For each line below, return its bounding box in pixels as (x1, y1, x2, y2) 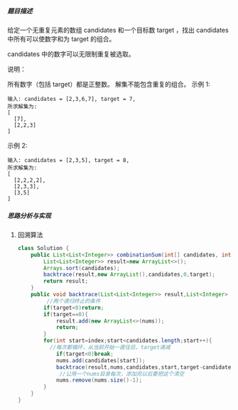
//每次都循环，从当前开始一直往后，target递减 (49, 344, 171, 351)
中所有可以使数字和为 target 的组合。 (7, 34, 116, 43)
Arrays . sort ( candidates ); (43, 264, 120, 271)
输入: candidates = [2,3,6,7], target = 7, (7, 95, 136, 102)
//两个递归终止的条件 (46, 297, 101, 305)
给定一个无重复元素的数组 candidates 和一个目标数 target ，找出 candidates (7, 26, 229, 34)
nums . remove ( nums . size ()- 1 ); (55, 377, 143, 384)
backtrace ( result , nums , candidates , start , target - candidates (55, 363, 234, 371)
